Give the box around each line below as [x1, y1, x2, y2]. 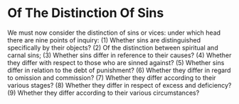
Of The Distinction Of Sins [7, 5, 164, 21]
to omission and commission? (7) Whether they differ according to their [7, 73, 216, 82]
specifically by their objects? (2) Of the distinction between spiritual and [7, 43, 218, 52]
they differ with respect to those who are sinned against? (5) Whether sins [7, 58, 225, 67]
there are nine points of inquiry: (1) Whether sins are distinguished [7, 35, 201, 44]
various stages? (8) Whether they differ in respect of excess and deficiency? [7, 81, 232, 89]
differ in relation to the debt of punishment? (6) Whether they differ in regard [7, 66, 231, 74]
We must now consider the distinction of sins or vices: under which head [7, 28, 221, 37]
